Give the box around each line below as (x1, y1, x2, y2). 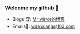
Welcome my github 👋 (5, 4, 59, 11)
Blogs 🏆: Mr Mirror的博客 (12, 16, 65, 22)
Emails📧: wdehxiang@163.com (12, 23, 75, 29)
